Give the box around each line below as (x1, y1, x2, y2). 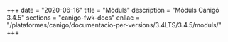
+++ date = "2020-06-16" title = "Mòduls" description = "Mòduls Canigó (6, 6, 219, 14)
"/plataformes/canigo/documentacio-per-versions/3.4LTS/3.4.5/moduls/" (6, 21, 222, 29)
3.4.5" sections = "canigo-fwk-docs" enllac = (6, 13, 140, 22)
